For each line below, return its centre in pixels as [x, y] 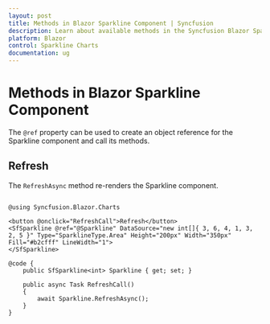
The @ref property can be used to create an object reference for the [121, 132]
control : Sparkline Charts [53, 46]
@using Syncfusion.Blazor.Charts [64, 207]
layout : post [30, 16]
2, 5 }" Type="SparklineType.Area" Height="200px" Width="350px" [120, 235]
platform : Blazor [37, 38]
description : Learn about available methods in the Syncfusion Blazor [129, 31]
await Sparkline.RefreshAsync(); [93, 298]
